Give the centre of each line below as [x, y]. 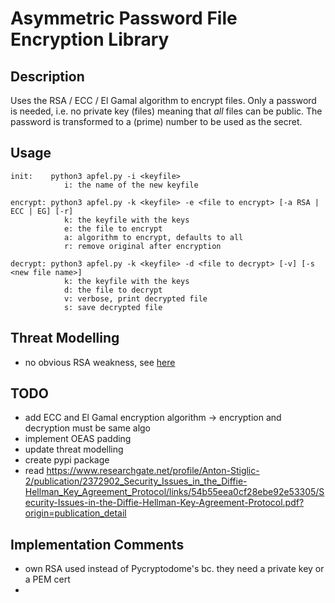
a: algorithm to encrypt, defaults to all [153, 237]
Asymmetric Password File [124, 18]
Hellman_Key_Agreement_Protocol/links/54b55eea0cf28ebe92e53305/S [174, 492]
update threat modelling [74, 449]
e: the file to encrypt [113, 228]
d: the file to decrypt [113, 290]
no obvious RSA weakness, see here [100, 362]
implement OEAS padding [78, 439]
